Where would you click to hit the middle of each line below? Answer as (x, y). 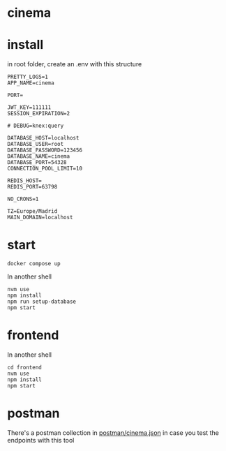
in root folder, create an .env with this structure (75, 64)
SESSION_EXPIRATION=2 (39, 114)
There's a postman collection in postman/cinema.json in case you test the (113, 432)
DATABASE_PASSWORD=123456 (45, 150)
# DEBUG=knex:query (36, 126)
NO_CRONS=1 (23, 199)
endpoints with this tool (41, 440)
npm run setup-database (42, 302)
